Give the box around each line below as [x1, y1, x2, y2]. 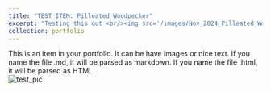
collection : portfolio [8, 27, 85, 35]
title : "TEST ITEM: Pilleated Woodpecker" [8, 11, 153, 20]
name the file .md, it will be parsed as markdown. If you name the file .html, [8, 57, 258, 67]
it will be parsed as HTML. [8, 66, 95, 76]
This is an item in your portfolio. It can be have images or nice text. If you [8, 49, 250, 59]
